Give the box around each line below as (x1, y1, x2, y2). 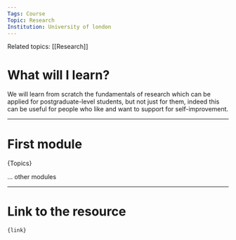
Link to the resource (7, 204, 126, 220)
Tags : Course (7, 10, 46, 17)
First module (7, 136, 83, 152)
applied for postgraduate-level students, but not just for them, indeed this (7, 97, 220, 106)
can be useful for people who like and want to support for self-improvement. (7, 105, 229, 113)
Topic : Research (7, 17, 55, 24)
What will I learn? (7, 67, 110, 83)
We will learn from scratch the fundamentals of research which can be (7, 90, 211, 99)
